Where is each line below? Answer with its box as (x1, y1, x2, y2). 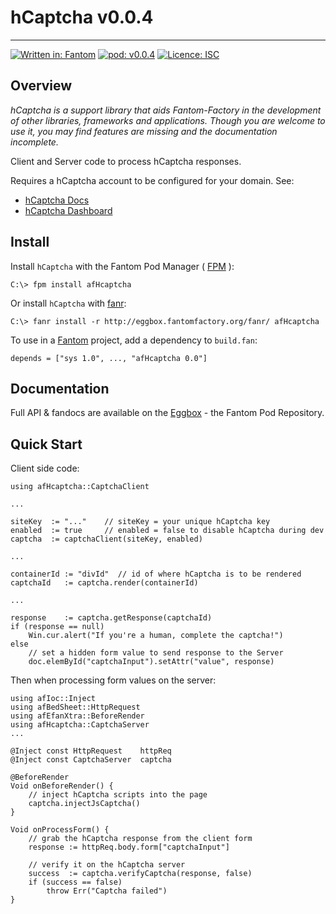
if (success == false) (28, 877, 123, 888)
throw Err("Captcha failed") (46, 886, 168, 896)
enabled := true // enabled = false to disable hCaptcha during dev (10, 526, 325, 536)
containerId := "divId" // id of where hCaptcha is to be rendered (10, 569, 302, 580)
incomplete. (10, 136, 59, 148)
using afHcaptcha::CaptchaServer (10, 720, 150, 730)
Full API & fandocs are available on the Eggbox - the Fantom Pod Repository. (10, 407, 325, 419)
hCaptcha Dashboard (24, 204, 113, 216)
